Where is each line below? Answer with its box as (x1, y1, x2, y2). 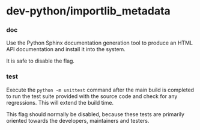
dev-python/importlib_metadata (6, 4, 171, 18)
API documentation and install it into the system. (6, 46, 126, 53)
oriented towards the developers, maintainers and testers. (6, 117, 150, 124)
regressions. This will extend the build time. (6, 99, 114, 106)
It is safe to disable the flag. (6, 57, 75, 64)
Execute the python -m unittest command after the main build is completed (6, 86, 194, 93)
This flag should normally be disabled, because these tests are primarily (6, 110, 185, 118)
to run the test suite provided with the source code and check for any (6, 92, 178, 100)
